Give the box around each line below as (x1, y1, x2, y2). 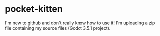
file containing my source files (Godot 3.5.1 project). (5, 25, 111, 31)
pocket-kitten (5, 3, 63, 15)
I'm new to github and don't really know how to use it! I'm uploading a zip (5, 20, 155, 26)
